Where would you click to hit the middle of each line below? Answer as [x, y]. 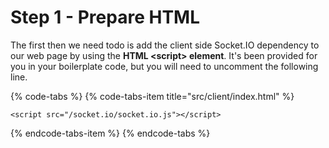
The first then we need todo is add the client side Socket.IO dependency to [165, 45]
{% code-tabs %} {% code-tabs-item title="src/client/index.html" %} [152, 96]
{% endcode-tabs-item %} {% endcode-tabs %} [110, 133]
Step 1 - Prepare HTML [105, 17]
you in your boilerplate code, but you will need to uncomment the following [164, 66]
